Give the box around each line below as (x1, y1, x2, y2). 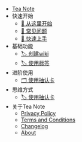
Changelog (20, 123, 48, 129)
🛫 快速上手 (20, 35, 47, 42)
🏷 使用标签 (20, 60, 50, 66)
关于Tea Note (11, 103, 45, 110)
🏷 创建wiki (20, 50, 49, 57)
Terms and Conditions (20, 116, 76, 123)
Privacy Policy (20, 110, 56, 117)
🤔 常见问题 (20, 27, 47, 34)
